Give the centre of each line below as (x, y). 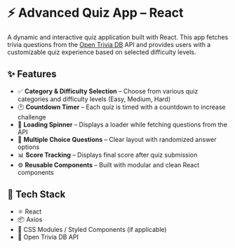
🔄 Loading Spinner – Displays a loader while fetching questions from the (122, 124)
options (28, 147)
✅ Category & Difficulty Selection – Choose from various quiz (108, 91)
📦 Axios (30, 219)
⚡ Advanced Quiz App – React (95, 13)
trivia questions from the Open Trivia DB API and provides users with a (109, 44)
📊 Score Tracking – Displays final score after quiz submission (107, 155)
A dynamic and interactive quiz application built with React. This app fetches (118, 37)
